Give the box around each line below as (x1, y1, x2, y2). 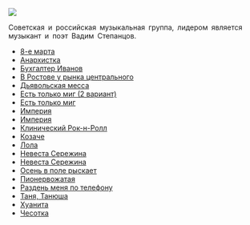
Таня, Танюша (19, 191, 68, 200)
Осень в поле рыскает (19, 166, 98, 175)
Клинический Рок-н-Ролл (19, 123, 108, 132)
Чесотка (19, 208, 50, 218)
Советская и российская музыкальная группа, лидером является (8, 22, 243, 32)
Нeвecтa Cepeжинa (19, 149, 87, 158)
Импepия (19, 106, 52, 115)
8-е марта (19, 46, 55, 56)
